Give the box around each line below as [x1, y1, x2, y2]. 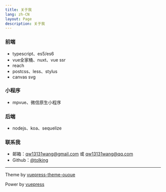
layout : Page [5, 16, 32, 21]
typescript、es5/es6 [12, 51, 54, 57]
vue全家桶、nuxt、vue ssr [12, 57, 66, 63]
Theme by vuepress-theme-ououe [5, 172, 76, 178]
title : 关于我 [5, 7, 32, 12]
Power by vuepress [5, 182, 44, 188]
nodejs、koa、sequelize [12, 125, 62, 131]
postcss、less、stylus [12, 68, 58, 74]
